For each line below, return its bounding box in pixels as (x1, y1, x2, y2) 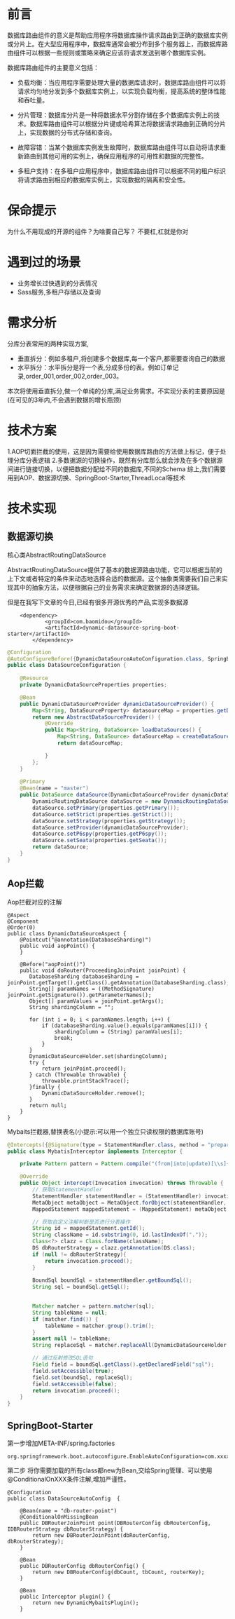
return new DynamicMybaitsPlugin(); (32, 1599, 139, 1606)
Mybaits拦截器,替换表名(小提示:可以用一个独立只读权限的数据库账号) (7, 1127, 204, 1136)
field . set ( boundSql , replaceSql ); (32, 1374, 133, 1381)
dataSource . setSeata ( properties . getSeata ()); (32, 837, 168, 844)
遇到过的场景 (7, 255, 82, 271)
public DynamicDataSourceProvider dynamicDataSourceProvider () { (20, 700, 215, 707)
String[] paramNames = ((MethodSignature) (29, 985, 155, 992)
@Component (7, 918, 39, 925)
